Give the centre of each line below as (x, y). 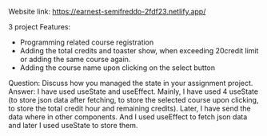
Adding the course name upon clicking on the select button (118, 68)
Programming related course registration (87, 42)
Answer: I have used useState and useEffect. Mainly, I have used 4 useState (133, 91)
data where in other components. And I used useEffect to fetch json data (128, 117)
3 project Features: (40, 27)
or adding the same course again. (75, 59)
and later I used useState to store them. (73, 125)
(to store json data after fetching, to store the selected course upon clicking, (133, 100)
